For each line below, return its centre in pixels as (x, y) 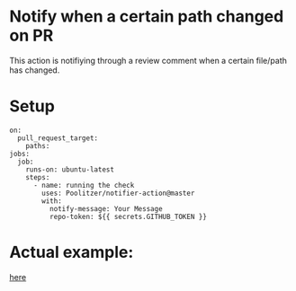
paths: (38, 145)
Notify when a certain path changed (147, 17)
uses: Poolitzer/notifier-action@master (118, 193)
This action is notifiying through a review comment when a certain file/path (148, 60)
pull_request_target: (58, 138)
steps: (38, 177)
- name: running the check (84, 185)
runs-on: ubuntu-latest (70, 169)
